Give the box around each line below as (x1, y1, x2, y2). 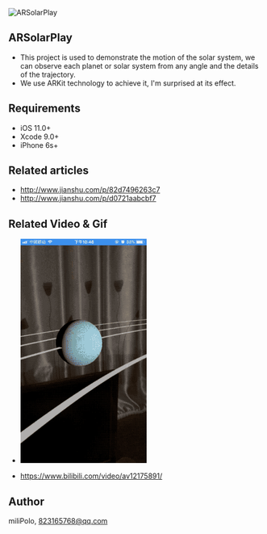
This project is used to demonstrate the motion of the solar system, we (19, 53, 256, 62)
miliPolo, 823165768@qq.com (8, 516, 108, 526)
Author (8, 494, 44, 508)
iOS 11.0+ (19, 123, 51, 132)
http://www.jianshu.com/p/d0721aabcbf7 (19, 194, 156, 204)
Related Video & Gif (8, 217, 107, 230)
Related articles (8, 164, 89, 178)
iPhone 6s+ (19, 140, 59, 149)
